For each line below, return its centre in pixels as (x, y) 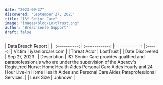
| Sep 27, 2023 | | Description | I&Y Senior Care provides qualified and (75, 56)
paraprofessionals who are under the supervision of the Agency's (71, 62)
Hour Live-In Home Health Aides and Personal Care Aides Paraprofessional (80, 72)
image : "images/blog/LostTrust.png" (42, 23)
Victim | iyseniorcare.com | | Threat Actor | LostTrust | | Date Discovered (86, 51)
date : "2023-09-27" (25, 10)
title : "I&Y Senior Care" (31, 19)
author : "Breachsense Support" (37, 28)
